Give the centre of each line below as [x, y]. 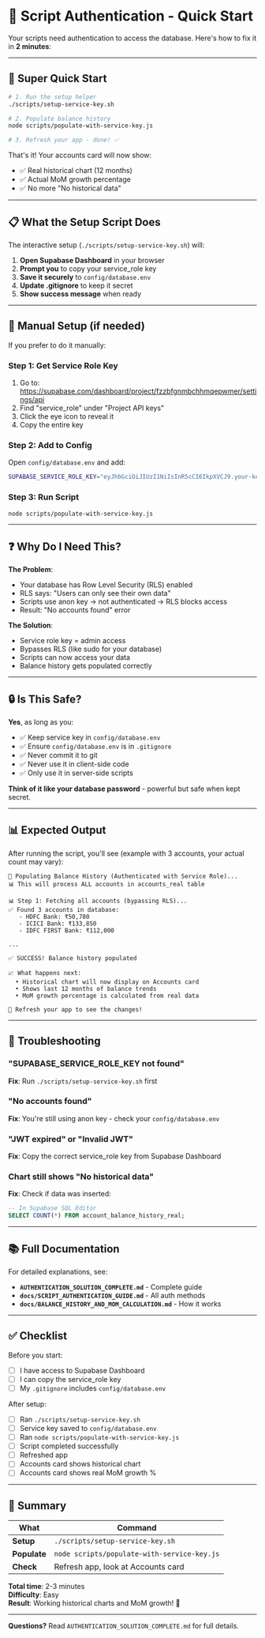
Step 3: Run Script [44, 497]
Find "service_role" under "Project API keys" [92, 408]
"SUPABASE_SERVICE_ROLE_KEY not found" [97, 1064]
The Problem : [31, 570]
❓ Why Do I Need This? [65, 546]
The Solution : [31, 625]
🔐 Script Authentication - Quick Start [131, 16]
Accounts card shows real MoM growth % [88, 1473]
